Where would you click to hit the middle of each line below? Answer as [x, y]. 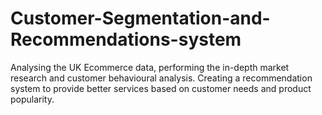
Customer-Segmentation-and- [140, 18]
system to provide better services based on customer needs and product [161, 88]
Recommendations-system [126, 39]
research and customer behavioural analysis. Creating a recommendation [161, 78]
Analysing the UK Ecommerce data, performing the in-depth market [150, 67]
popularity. [32, 99]
